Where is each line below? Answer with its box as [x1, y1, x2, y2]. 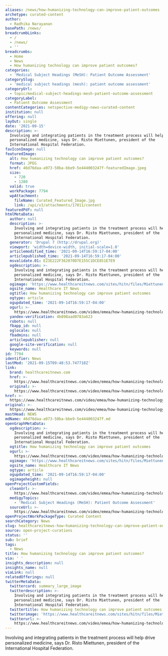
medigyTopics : [9, 495, 39, 500]
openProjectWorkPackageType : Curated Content [5, 514, 101, 519]
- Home [9, 53, 23, 59]
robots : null [9, 318, 37, 324]
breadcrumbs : [5, 49, 32, 54]
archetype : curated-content [5, 12, 64, 17]
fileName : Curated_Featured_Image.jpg [14, 198, 95, 203]
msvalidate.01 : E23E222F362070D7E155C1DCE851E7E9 [9, 258, 115, 263]
